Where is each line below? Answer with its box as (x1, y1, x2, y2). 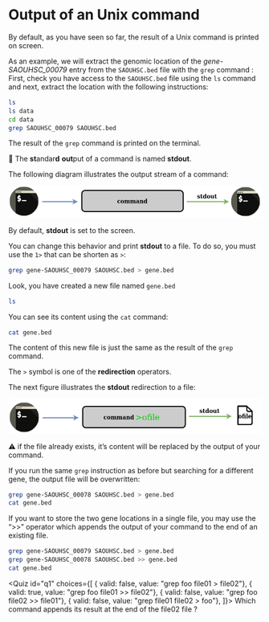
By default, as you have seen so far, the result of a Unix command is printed (8, 32, 259, 42)
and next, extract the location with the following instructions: (8, 82, 209, 92)
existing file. (8, 530, 49, 540)
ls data (8, 107, 35, 115)
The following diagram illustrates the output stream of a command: (8, 170, 229, 179)
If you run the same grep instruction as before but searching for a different (8, 465, 255, 475)
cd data (8, 115, 35, 124)
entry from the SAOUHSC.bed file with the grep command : (68, 64, 255, 74)
